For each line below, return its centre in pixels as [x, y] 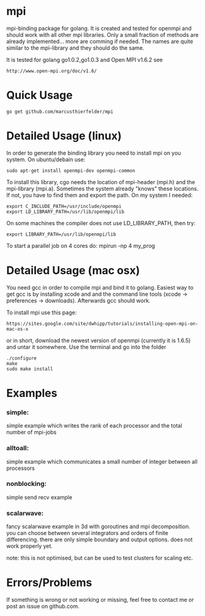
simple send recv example [39, 497]
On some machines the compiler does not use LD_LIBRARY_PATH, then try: [101, 223]
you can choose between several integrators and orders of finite [87, 533]
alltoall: [18, 448]
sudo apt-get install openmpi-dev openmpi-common [71, 171]
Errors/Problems [49, 583]
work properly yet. [30, 546]
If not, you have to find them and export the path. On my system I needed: [99, 195]
